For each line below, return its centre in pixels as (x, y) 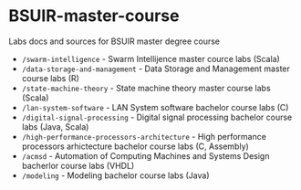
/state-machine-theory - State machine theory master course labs (146, 88)
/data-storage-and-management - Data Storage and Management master (156, 69)
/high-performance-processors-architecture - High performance (144, 136)
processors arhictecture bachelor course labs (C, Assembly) (135, 146)
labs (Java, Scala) (55, 127)
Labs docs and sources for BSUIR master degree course (114, 41)
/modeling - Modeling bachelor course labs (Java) (116, 175)
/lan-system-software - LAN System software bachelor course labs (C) (155, 107)
